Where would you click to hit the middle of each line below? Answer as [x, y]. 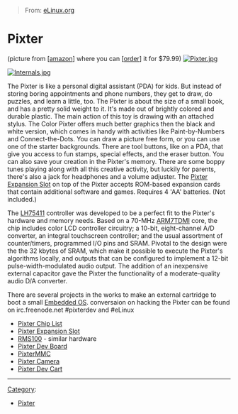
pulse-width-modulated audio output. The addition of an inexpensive [108, 266]
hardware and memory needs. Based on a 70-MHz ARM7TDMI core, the [113, 220]
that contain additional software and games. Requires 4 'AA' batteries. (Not [116, 192]
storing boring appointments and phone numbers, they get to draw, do [110, 93]
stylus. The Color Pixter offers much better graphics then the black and [111, 124]
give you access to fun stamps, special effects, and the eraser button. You [116, 154]
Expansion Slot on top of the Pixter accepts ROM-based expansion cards [114, 184]
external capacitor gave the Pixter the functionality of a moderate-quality [114, 273]
